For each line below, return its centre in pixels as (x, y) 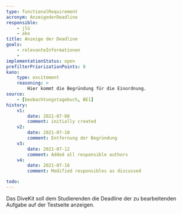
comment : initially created (62, 122)
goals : (14, 45)
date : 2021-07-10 (48, 133)
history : (17, 105)
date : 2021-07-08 (48, 116)
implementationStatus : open (41, 61)
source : (16, 94)
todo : (13, 182)
